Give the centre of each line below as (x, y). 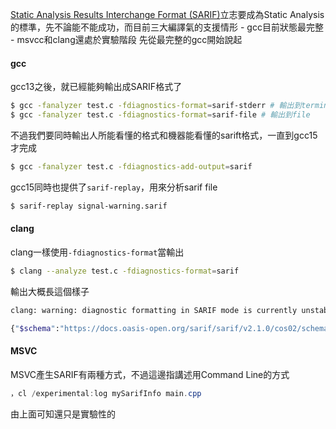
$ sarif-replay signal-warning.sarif (89, 206)
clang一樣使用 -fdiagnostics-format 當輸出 (97, 252)
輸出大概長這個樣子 (50, 291)
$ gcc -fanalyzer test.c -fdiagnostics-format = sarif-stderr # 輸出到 (156, 106)
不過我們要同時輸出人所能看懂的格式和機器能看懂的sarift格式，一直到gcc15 (164, 135)
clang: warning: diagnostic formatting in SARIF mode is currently (154, 310)
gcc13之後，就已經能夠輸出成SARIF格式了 (96, 87)
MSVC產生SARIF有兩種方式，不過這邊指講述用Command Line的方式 (150, 374)
